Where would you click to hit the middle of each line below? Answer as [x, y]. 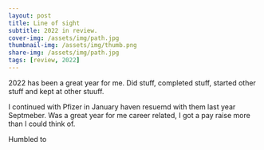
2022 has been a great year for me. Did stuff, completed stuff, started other [132, 83]
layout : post [30, 16]
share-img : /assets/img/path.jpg [64, 53]
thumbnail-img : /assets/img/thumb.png [73, 45]
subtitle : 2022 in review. [53, 30]
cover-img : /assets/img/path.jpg [64, 38]
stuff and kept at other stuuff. [56, 91]
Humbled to [28, 139]
